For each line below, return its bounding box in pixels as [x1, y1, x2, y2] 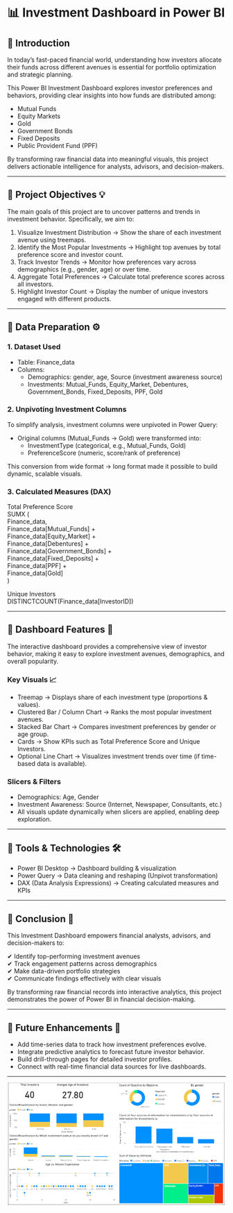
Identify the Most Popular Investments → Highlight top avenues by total [17, 243, 221, 251]
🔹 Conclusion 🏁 [7, 913, 74, 925]
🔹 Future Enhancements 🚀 [7, 1021, 121, 1034]
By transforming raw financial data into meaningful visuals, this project [7, 155, 209, 163]
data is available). [37, 760, 87, 768]
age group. [17, 730, 49, 739]
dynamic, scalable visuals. [7, 469, 83, 478]
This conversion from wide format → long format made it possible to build [7, 462, 218, 470]
